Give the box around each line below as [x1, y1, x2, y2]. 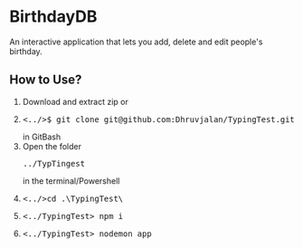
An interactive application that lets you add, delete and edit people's [9, 36, 263, 47]
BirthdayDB [9, 6, 98, 27]
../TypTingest [22, 158, 86, 168]
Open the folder [22, 140, 81, 151]
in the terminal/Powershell [22, 175, 120, 186]
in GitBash [22, 131, 62, 142]
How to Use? [9, 72, 82, 88]
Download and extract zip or [22, 96, 128, 107]
